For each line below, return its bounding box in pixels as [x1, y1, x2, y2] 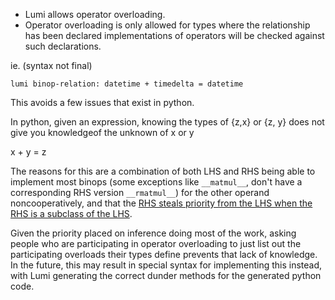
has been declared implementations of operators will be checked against [24, 30, 325, 41]
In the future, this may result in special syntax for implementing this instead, [10, 259, 323, 271]
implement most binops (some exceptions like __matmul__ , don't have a [10, 176, 303, 188]
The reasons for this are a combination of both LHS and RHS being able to [10, 165, 316, 177]
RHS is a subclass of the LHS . [10, 208, 133, 219]
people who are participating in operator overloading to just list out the [10, 238, 302, 249]
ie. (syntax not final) [10, 60, 93, 71]
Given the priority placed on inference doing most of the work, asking [10, 227, 297, 239]
